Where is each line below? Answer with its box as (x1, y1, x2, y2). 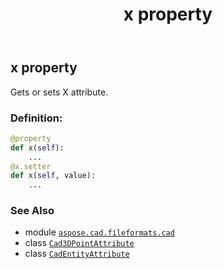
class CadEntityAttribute (24, 248, 130, 260)
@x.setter (10, 161, 52, 172)
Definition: (10, 111, 63, 125)
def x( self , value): (10, 171, 97, 181)
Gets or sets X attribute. (10, 86, 109, 98)
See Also (10, 204, 55, 218)
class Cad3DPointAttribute (24, 237, 135, 249)
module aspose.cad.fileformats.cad (24, 226, 175, 238)
